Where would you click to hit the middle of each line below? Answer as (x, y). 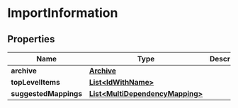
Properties (31, 39)
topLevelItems (35, 82)
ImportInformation (63, 13)
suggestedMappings (47, 94)
